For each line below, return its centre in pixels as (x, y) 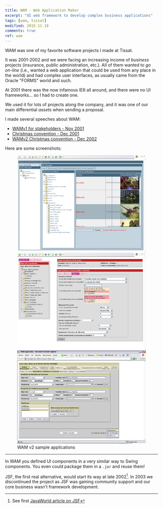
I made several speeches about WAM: (43, 119)
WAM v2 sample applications (46, 447)
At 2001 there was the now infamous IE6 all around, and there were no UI (78, 90)
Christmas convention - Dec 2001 (46, 134)
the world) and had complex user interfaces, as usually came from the (75, 75)
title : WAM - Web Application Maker (42, 10)
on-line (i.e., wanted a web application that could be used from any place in (81, 70)
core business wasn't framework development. (52, 487)
